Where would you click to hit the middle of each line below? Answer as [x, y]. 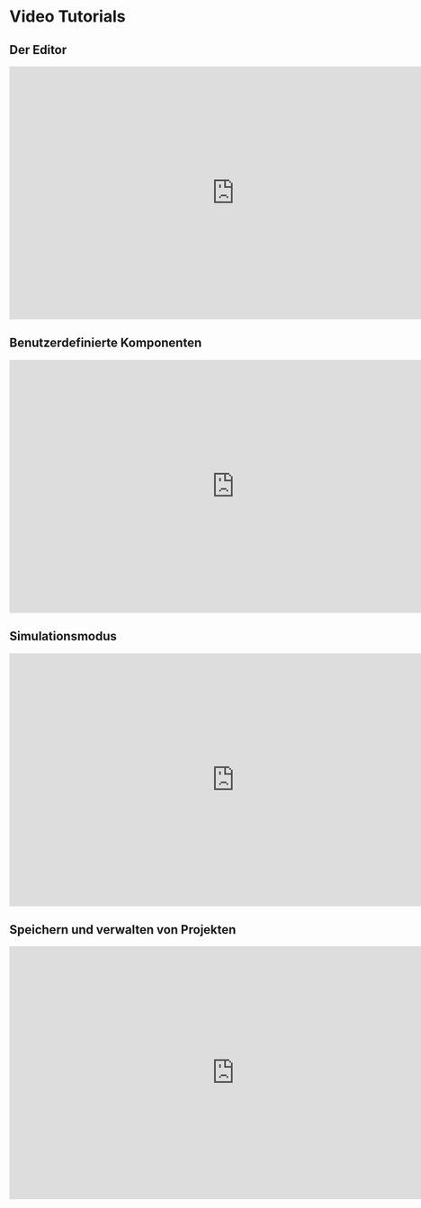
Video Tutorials [67, 17]
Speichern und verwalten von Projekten [123, 930]
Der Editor [38, 50]
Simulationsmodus [63, 636]
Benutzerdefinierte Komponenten [106, 343]
